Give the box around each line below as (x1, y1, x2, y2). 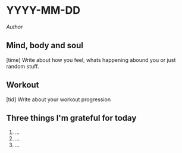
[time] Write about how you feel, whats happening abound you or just (6, 56, 176, 63)
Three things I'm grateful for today (6, 113, 137, 123)
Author (6, 23, 23, 30)
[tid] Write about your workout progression (6, 96, 111, 103)
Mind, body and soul (6, 40, 83, 51)
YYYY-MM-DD (6, 4, 80, 17)
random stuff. (6, 63, 39, 70)
